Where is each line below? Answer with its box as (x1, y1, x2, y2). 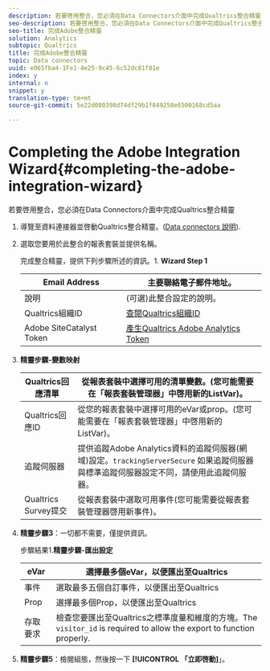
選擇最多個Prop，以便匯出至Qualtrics (55, 597, 197, 608)
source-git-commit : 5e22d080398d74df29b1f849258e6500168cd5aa (8, 101, 221, 109)
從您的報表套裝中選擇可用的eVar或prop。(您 (77, 403, 244, 415)
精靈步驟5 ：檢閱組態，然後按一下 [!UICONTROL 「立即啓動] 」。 (19, 654, 230, 664)
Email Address (43, 276, 100, 288)
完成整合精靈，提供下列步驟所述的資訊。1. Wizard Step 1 (19, 256, 208, 266)
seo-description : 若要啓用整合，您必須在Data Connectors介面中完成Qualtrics (8, 19, 252, 27)
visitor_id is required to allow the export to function (55, 623, 255, 634)
